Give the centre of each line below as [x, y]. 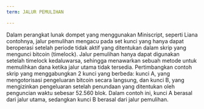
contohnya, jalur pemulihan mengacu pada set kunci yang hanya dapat [95, 41]
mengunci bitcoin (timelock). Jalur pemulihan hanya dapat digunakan [93, 54]
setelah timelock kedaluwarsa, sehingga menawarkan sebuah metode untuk [101, 60]
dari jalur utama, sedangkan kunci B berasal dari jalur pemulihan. [87, 99]
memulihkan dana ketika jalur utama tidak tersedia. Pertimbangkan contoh [99, 67]
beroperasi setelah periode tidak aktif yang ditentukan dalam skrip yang [97, 47]
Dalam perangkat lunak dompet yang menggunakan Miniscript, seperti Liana [102, 35]
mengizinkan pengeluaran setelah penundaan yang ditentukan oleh [91, 86]
